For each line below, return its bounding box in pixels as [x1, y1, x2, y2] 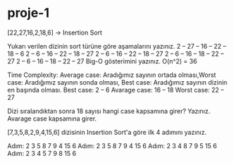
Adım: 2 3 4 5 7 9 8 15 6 [7, 149, 76, 157]
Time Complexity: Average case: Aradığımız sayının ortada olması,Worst [7, 71, 216, 79]
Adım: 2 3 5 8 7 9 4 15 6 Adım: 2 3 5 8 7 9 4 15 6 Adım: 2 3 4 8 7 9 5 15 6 [7, 141, 217, 150]
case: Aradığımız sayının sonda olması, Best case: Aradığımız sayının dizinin [7, 78, 228, 86]
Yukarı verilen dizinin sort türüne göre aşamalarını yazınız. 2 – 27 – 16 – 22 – [7, 42, 227, 50]
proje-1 [7, 5, 49, 21]
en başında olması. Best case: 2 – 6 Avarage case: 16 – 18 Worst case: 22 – [7, 85, 224, 94]
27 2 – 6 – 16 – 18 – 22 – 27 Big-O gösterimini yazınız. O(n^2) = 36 [7, 56, 197, 65]
